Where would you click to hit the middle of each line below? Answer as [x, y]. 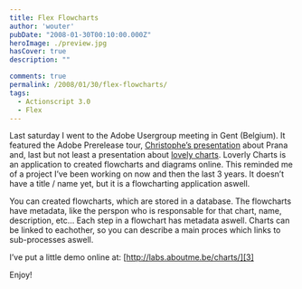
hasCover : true [38, 52]
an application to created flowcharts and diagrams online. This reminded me [151, 165]
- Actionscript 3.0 [54, 101]
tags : [19, 93]
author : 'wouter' [42, 26]
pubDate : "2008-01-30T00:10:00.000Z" [80, 34]
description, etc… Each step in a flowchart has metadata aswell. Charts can [150, 221]
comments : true [38, 77]
